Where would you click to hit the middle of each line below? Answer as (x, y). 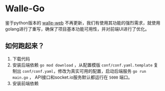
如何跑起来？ (25, 46)
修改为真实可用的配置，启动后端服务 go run (102, 71)
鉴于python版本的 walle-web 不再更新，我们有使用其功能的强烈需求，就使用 (83, 23)
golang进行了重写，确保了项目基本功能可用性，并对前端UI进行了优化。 (77, 29)
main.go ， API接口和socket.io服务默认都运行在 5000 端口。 (72, 77)
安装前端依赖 (25, 83)
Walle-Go (25, 9)
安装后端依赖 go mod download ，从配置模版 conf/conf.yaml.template (82, 65)
